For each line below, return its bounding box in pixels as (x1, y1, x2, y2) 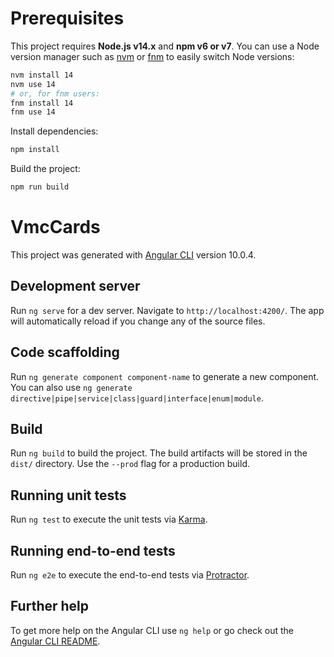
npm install (10, 145, 60, 155)
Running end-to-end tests (10, 542, 176, 559)
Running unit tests (10, 487, 127, 504)
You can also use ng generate (10, 381, 133, 393)
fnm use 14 (10, 107, 56, 117)
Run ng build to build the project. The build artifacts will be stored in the (10, 447, 308, 459)
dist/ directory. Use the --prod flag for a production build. (10, 458, 250, 470)
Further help (10, 598, 90, 615)
